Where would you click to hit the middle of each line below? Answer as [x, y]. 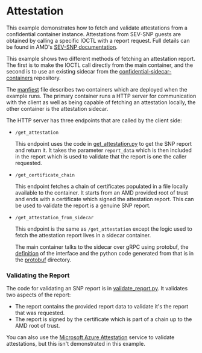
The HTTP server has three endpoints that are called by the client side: [94, 120]
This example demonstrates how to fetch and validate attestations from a [97, 28]
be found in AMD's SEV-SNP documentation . [62, 47]
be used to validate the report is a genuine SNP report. [83, 205]
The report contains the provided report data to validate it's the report [102, 307]
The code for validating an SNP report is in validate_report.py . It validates [97, 289]
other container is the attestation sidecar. [57, 108]
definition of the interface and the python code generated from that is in [104, 253]
